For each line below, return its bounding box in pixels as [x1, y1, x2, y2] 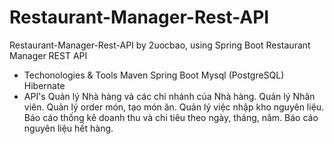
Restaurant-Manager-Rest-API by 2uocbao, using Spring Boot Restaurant [9, 39, 311, 51]
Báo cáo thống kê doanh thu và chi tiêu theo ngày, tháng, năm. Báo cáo [23, 111, 319, 123]
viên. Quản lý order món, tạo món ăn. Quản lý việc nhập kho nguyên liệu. [23, 101, 325, 113]
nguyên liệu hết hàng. [23, 122, 114, 134]
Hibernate [23, 79, 66, 91]
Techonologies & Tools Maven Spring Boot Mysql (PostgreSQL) [23, 69, 285, 81]
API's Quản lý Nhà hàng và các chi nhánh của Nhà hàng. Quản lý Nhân [23, 90, 316, 102]
